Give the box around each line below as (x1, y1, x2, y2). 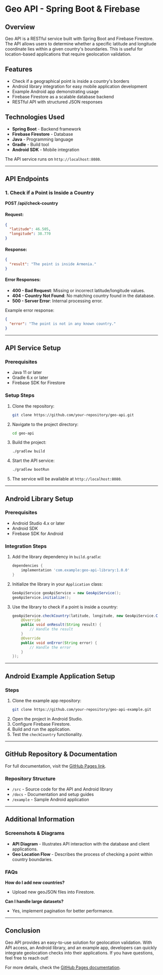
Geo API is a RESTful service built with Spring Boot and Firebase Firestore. (5, 36, 154, 41)
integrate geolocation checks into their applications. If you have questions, (5, 950, 154, 956)
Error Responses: (5, 276, 41, 283)
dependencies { (12, 563, 43, 568)
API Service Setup (5, 344, 61, 352)
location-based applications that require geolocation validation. (5, 51, 132, 57)
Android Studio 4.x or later (12, 520, 65, 526)
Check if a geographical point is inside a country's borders (12, 78, 130, 84)
